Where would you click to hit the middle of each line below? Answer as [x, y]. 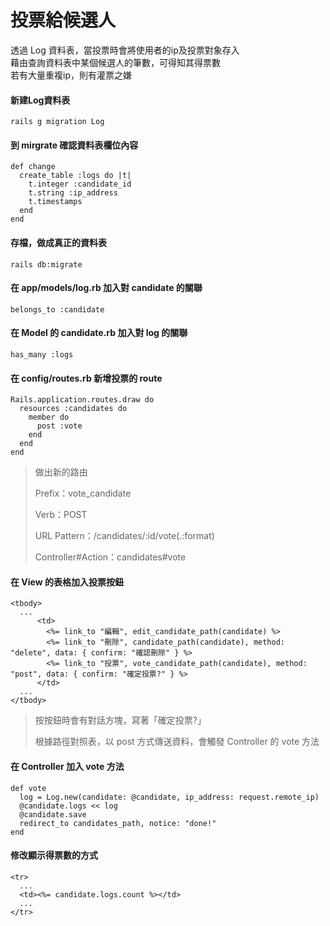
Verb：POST [61, 515]
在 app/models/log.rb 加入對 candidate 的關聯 [106, 288]
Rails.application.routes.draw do [82, 400]
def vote [28, 788]
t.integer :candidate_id [80, 184]
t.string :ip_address [73, 193]
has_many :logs [42, 354]
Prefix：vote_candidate [83, 493]
